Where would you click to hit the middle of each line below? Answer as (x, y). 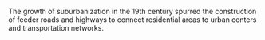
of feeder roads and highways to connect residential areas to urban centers (132, 20)
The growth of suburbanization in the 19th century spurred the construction (132, 11)
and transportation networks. (56, 28)
